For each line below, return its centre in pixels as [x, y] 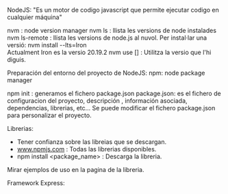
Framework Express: [36, 183]
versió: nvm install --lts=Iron [47, 45]
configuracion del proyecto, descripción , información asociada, [97, 101]
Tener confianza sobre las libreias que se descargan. [91, 142]
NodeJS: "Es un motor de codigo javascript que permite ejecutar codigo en [113, 10]
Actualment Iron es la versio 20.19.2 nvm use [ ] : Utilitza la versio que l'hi [109, 52]
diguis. [16, 60]
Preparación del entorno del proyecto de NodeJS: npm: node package [106, 73]
